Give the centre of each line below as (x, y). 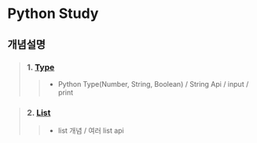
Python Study (53, 14)
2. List (39, 113)
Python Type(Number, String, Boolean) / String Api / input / (153, 84)
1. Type (40, 67)
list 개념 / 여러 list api (91, 130)
